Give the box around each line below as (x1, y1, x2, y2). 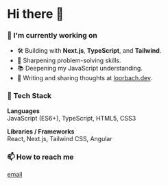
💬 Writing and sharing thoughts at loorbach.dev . (16, 74, 153, 82)
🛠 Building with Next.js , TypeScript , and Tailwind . (16, 47, 162, 55)
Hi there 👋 (7, 6, 64, 22)
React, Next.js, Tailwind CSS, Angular (7, 134, 112, 143)
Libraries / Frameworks (7, 127, 75, 136)
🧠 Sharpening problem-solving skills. (16, 56, 121, 64)
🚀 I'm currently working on (7, 31, 97, 40)
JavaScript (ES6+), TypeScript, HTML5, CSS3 (7, 114, 136, 122)
